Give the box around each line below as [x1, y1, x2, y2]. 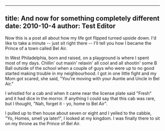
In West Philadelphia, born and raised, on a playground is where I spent [5, 55, 149, 61]
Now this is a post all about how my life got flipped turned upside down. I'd [5, 35, 157, 41]
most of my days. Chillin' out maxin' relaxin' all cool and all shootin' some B [5, 60, 157, 66]
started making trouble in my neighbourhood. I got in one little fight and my [5, 70, 157, 76]
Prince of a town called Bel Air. [5, 45, 67, 51]
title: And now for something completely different [5, 14, 160, 22]
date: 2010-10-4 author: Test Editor [5, 22, 116, 30]
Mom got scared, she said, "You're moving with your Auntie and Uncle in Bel [5, 75, 160, 81]
